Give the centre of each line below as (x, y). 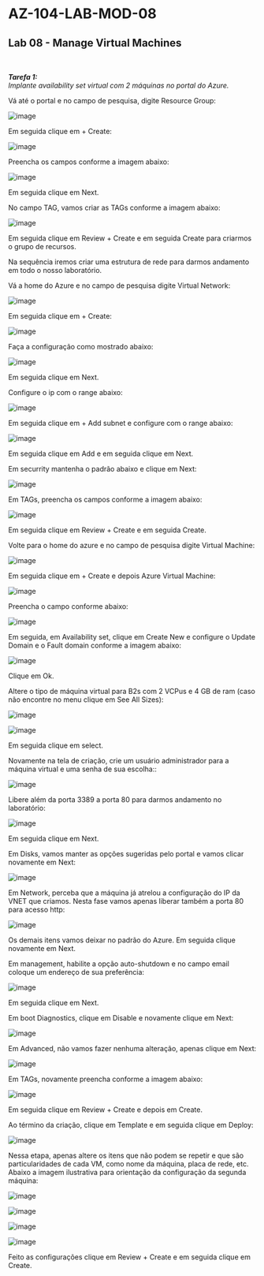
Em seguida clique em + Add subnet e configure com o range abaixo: (121, 423)
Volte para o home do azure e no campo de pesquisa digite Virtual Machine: (132, 545)
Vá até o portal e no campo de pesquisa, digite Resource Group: (112, 101)
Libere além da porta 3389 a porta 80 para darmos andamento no (115, 800)
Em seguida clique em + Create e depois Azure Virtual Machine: (112, 576)
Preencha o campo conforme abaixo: (68, 606)
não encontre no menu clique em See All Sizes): (86, 700)
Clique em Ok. (31, 676)
